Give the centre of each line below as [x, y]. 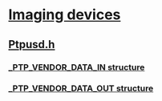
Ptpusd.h [32, 44]
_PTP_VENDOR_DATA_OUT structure [81, 88]
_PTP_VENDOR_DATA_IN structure [77, 67]
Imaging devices [65, 15]
